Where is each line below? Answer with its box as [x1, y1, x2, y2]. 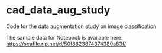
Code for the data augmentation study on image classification [6, 23, 157, 30]
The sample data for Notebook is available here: [6, 34, 123, 41]
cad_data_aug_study [6, 3, 111, 17]
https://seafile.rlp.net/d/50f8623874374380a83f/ [6, 40, 126, 47]
